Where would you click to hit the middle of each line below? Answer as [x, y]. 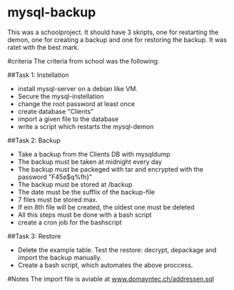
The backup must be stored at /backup [75, 184]
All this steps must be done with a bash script [85, 214]
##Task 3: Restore [34, 236]
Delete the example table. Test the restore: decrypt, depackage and [117, 249]
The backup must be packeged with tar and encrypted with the [110, 169]
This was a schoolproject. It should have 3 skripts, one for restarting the [113, 32]
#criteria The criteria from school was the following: [83, 61]
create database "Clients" [56, 111]
